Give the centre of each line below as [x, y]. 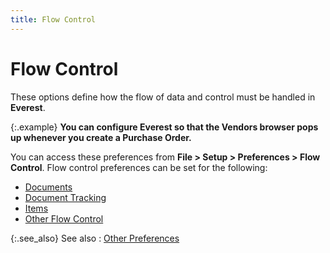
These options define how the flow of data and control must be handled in [163, 97]
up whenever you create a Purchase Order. [101, 137]
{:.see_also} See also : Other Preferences [95, 238]
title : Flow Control [53, 19]
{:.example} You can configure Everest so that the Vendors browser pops [164, 127]
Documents [48, 187]
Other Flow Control [64, 218]
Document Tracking [65, 197]
